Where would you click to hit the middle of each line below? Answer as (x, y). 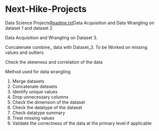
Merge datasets (28, 81)
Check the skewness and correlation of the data (54, 62)
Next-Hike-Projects (46, 9)
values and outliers (24, 52)
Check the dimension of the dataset (49, 102)
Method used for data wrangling (38, 71)
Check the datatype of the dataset (47, 107)
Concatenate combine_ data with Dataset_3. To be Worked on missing (76, 47)
